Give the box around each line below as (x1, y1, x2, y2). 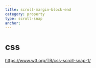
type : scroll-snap (5, 16, 43, 21)
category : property (5, 12, 45, 17)
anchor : (5, 20, 21, 26)
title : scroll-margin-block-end (5, 7, 71, 12)
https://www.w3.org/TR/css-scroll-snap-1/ (5, 58, 91, 64)
